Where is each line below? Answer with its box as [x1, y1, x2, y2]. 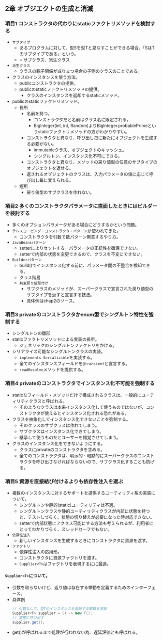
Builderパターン [12, 257, 42, 262]
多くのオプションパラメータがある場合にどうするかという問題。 [12, 222, 139, 227]
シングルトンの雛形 [12, 330, 51, 336]
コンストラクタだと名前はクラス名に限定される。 [33, 116, 132, 122]
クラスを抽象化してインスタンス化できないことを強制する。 [12, 416, 131, 422]
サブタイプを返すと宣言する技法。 [26, 291, 95, 297]
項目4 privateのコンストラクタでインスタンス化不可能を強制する [5, 380, 155, 387]
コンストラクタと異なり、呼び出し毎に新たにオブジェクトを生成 [26, 135, 153, 141]
